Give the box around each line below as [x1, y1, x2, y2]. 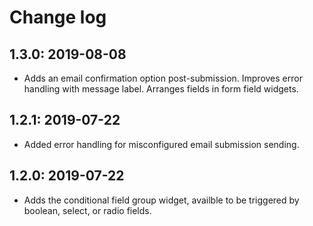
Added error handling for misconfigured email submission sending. [23, 138, 300, 150]
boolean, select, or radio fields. [23, 204, 152, 216]
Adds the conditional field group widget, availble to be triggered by [23, 194, 300, 206]
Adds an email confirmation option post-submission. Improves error [23, 72, 303, 84]
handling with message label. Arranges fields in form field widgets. [23, 83, 299, 95]
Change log [9, 6, 107, 29]
